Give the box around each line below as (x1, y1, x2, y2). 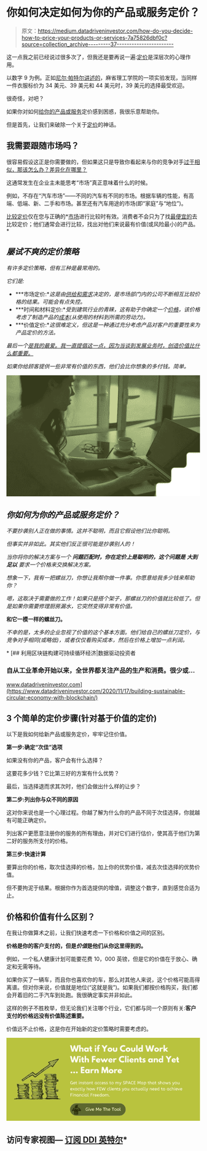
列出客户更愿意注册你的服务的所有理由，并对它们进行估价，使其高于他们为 (6, 829, 195, 837)
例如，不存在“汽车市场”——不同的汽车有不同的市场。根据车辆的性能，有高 (6, 192, 195, 199)
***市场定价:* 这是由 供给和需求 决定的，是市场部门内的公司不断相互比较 (15, 290, 195, 298)
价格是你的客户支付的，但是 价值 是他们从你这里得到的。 (6, 942, 146, 950)
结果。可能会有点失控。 (26, 298, 86, 305)
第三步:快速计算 (6, 850, 46, 858)
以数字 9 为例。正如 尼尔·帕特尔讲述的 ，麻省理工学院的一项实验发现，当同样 (6, 74, 198, 81)
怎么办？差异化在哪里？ (27, 165, 87, 173)
